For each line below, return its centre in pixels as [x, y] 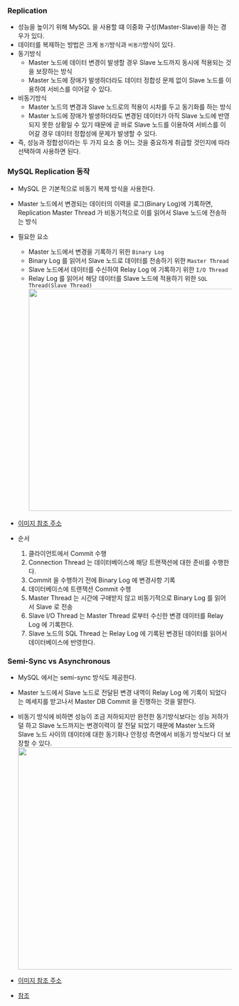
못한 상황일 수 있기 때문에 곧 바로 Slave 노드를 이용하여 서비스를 [130, 125]
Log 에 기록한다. [51, 624]
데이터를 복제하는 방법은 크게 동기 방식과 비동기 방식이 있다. [96, 45]
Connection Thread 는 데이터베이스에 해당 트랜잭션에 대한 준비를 [119, 562]
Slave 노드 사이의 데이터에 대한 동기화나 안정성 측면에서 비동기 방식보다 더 [121, 734]
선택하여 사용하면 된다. [49, 151]
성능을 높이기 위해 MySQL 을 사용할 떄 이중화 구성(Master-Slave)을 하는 [118, 27]
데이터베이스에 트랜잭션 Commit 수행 [80, 589]
